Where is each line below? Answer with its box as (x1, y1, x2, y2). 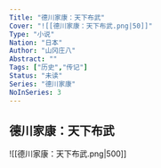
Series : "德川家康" (9, 80, 76, 88)
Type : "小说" (9, 29, 55, 38)
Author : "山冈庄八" (9, 46, 76, 55)
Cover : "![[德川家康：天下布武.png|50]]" (9, 21, 153, 30)
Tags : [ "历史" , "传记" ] (9, 63, 88, 72)
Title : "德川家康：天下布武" (9, 13, 105, 22)
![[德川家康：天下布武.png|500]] (9, 148, 127, 159)
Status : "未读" (9, 71, 63, 80)
